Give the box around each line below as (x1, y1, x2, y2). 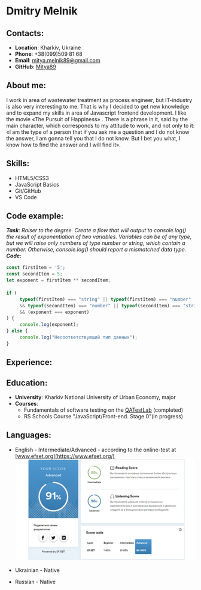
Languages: (6, 430, 52, 441)
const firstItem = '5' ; (6, 265, 66, 271)
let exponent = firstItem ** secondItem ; (6, 277, 111, 283)
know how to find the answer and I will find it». (6, 141, 121, 148)
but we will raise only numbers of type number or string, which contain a (6, 239, 185, 247)
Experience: (6, 357, 53, 367)
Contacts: (6, 28, 44, 38)
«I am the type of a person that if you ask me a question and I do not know (6, 128, 190, 136)
